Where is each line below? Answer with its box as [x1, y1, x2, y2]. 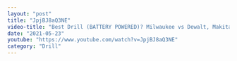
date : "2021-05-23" [7, 29, 65, 37]
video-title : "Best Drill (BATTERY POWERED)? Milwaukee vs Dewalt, [7, 23, 210, 30]
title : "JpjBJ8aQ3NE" [7, 17, 71, 24]
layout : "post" [7, 10, 52, 18]
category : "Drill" [7, 43, 61, 50]
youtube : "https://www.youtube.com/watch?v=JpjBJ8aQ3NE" [7, 36, 178, 43]
